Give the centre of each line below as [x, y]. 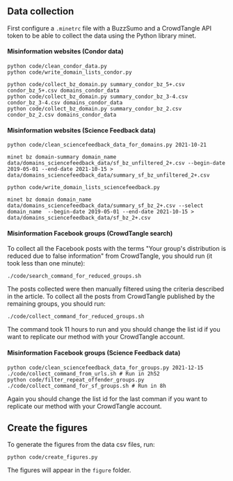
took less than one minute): [46, 263]
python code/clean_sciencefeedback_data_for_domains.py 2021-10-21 [107, 145]
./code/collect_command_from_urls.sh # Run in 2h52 [83, 374]
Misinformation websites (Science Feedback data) [82, 130]
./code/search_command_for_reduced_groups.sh [74, 276]
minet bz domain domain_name [49, 200]
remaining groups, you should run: [56, 304]
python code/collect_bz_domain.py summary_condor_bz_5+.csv [96, 85]
